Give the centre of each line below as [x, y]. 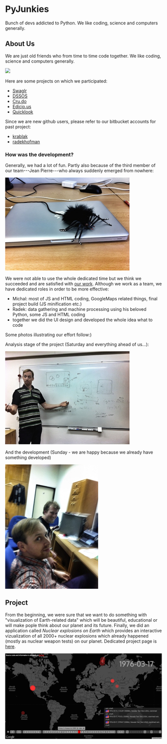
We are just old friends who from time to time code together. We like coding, [83, 56]
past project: [18, 127]
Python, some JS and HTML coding [49, 315]
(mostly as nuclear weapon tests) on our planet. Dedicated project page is [81, 641]
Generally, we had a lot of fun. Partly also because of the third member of [80, 166]
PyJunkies [27, 9]
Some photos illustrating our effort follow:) [48, 335]
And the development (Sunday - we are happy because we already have [79, 452]
